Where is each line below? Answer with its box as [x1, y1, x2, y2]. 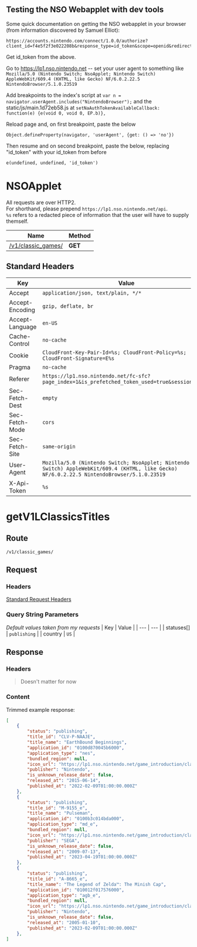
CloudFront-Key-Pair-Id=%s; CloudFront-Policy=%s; [42, 349, 186, 356]
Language [9, 323, 37, 331]
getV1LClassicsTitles [6, 510, 110, 523]
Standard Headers [6, 262, 74, 272]
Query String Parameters [6, 611, 79, 619]
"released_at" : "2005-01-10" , [27, 919, 101, 925]
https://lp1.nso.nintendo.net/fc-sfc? [42, 373, 151, 379]
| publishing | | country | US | [6, 630, 75, 637]
